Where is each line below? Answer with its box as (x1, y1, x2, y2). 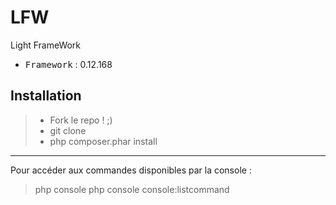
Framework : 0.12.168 (24, 58, 113, 70)
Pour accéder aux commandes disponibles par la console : (10, 164, 252, 176)
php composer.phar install (49, 135, 158, 147)
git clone (49, 124, 87, 136)
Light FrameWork (10, 39, 82, 51)
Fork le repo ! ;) (49, 114, 113, 126)
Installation (10, 87, 82, 105)
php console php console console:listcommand (34, 183, 230, 195)
